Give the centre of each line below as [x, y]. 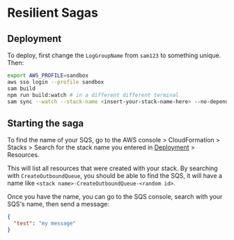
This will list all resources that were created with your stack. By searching [112, 168]
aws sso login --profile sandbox [56, 82]
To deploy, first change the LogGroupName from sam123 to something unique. [114, 55]
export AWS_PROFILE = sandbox [48, 75]
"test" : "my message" [45, 224]
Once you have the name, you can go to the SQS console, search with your [115, 197]
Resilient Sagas [53, 13]
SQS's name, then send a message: [58, 204]
